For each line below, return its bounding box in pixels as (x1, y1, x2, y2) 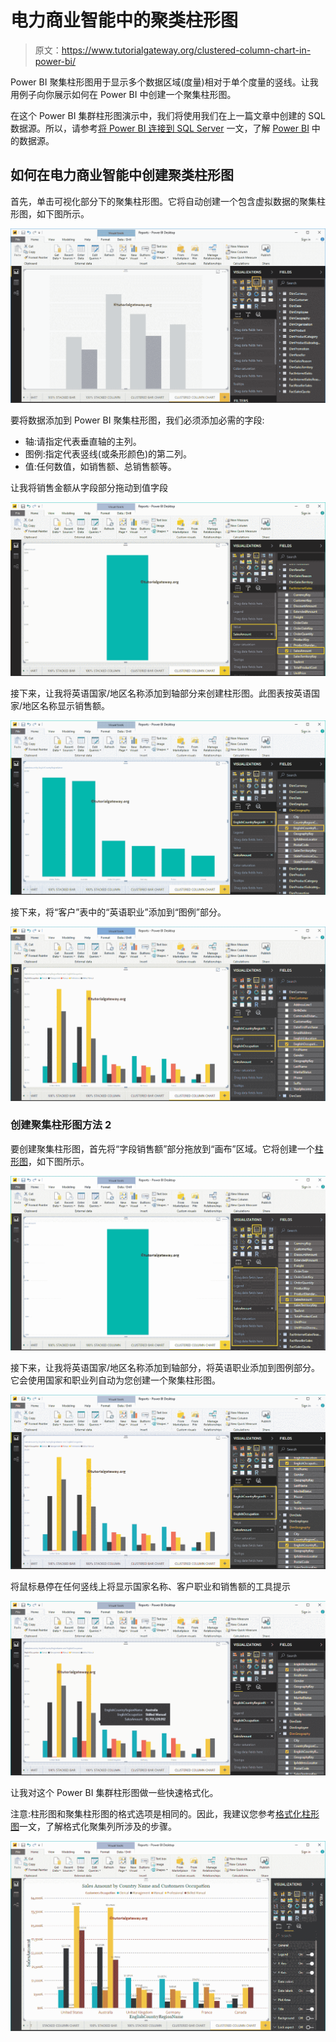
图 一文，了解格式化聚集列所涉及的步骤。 (10, 1820, 177, 1832)
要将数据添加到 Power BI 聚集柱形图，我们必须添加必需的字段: (10, 414, 265, 426)
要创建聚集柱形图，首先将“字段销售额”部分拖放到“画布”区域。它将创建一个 (10, 1142, 315, 1155)
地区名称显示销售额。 (22, 700, 111, 712)
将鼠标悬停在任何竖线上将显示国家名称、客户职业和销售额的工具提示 (10, 1580, 291, 1592)
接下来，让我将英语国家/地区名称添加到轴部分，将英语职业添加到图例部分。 (10, 1361, 321, 1373)
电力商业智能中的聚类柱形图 (10, 9, 239, 32)
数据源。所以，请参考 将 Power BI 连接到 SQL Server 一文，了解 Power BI (10, 122, 310, 134)
